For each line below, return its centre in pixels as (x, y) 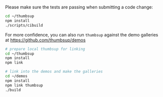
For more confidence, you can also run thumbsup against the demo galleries (82, 34)
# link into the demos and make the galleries (54, 72)
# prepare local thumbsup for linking (45, 49)
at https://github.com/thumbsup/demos (45, 40)
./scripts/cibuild (24, 25)
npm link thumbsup (24, 85)
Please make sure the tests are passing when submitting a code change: (79, 7)
